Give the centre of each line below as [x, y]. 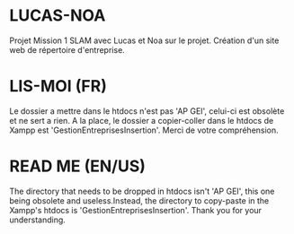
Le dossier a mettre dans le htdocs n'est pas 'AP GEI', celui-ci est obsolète [147, 111]
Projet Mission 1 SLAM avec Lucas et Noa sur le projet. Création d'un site [144, 40]
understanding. [37, 220]
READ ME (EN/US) [78, 166]
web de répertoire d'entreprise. [67, 49]
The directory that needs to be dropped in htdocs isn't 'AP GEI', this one [142, 191]
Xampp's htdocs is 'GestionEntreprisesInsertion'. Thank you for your [136, 210]
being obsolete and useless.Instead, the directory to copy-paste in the [139, 200]
